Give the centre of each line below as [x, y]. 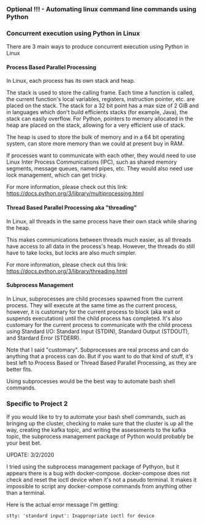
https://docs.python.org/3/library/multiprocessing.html [75, 194]
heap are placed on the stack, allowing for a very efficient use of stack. [96, 125]
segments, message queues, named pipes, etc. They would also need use [100, 169]
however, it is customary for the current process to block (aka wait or [93, 312]
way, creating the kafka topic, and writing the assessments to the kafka [96, 430]
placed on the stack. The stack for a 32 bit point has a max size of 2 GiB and [102, 105]
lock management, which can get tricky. [57, 175]
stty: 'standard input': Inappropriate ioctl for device [80, 516]
